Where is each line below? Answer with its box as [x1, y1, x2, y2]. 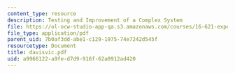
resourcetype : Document [7, 42, 77, 49]
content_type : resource [7, 10, 77, 17]
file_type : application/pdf [7, 29, 90, 37]
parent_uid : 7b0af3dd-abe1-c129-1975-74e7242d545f [7, 36, 158, 43]
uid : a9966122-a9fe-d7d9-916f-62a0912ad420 [7, 56, 136, 63]
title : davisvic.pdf [7, 49, 68, 56]
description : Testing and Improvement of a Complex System [7, 17, 183, 24]
